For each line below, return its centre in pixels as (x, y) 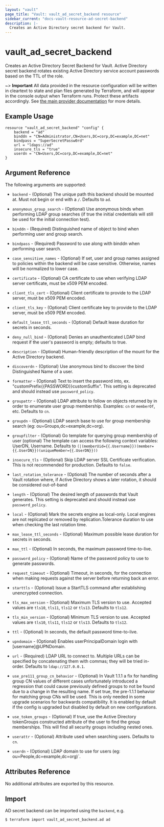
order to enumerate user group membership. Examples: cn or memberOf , (83, 406)
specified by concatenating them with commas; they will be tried (77, 661)
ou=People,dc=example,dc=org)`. (46, 756)
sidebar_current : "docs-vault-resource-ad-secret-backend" (67, 19)
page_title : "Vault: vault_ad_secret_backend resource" (63, 14)
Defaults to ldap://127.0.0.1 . (55, 666)
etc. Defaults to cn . (31, 411)
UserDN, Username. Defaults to (44, 446)
